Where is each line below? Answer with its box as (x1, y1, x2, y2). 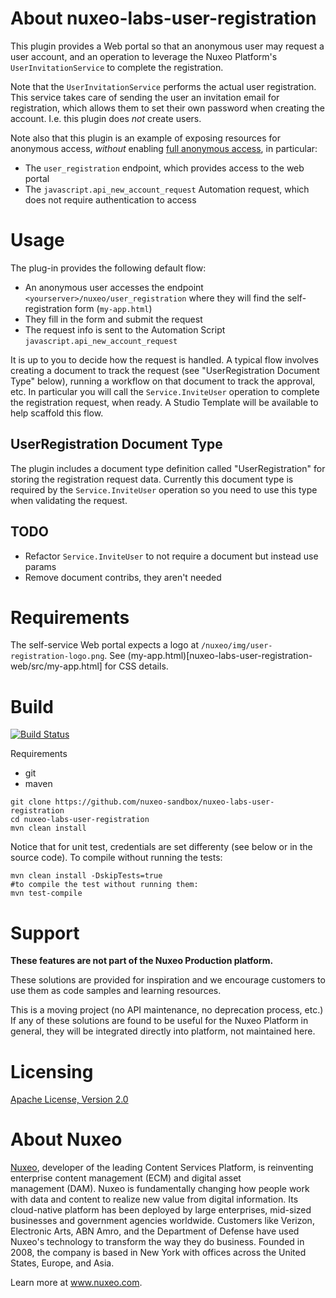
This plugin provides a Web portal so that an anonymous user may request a (10, 40, 325, 52)
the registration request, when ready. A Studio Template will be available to (10, 396, 319, 408)
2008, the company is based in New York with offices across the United (10, 1247, 307, 1259)
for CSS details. (104, 660, 169, 672)
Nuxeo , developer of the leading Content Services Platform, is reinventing (10, 1162, 314, 1174)
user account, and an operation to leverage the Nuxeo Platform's (10, 50, 278, 62)
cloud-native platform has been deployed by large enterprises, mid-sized (10, 1204, 312, 1216)
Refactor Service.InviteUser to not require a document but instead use (24, 550, 319, 562)
